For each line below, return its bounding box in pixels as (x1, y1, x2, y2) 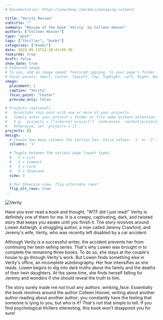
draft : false (5, 56, 32, 61)
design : (5, 133, 21, 138)
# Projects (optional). (5, 106, 53, 111)
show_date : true (5, 61, 38, 66)
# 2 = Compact (9, 160, 42, 164)
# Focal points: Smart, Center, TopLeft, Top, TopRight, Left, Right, (5, 75, 151, 80)
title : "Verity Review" (5, 16, 53, 21)
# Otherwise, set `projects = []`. (5, 124, 81, 128)
